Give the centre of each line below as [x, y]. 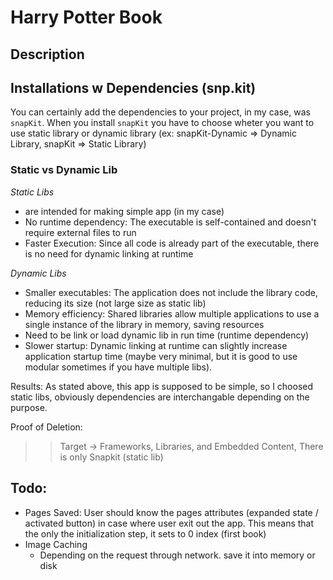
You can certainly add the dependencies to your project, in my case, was [160, 112]
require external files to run [80, 232]
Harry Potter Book [86, 17]
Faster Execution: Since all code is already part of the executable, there [172, 243]
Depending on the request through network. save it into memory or [177, 555]
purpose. [29, 407]
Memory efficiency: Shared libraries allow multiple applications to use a [172, 313]
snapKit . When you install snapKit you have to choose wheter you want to [162, 123]
